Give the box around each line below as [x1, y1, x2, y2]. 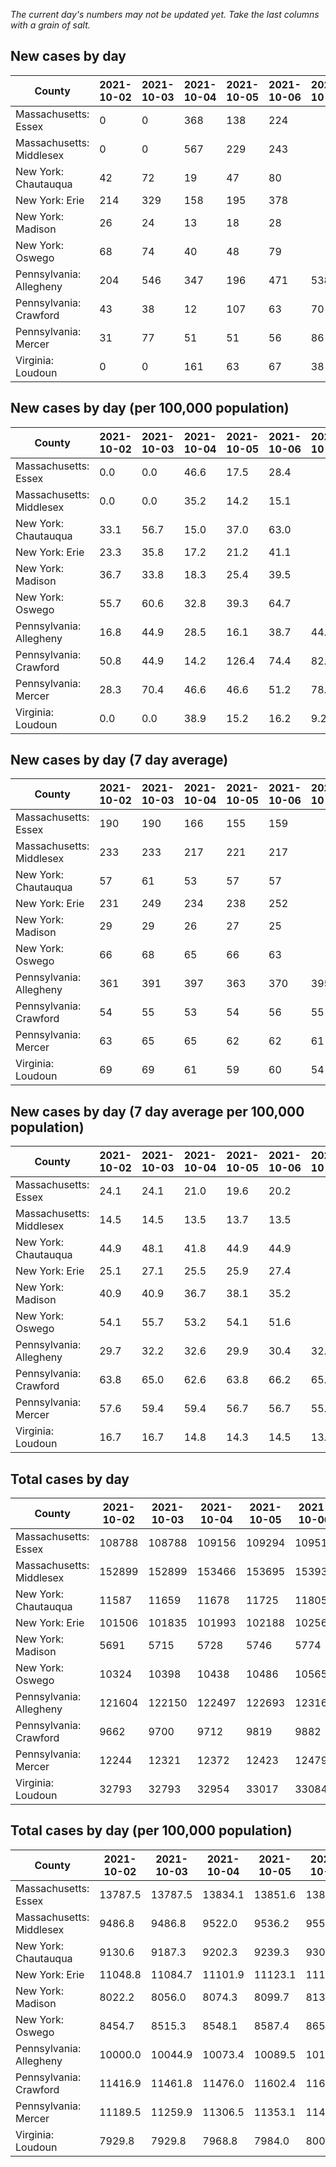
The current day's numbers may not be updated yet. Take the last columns [10, 9, 320, 20]
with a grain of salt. [10, 19, 91, 31]
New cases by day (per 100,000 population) [10, 400, 290, 417]
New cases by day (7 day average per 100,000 [10, 1103, 305, 1120]
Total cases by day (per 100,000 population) [10, 1822, 293, 1839]
